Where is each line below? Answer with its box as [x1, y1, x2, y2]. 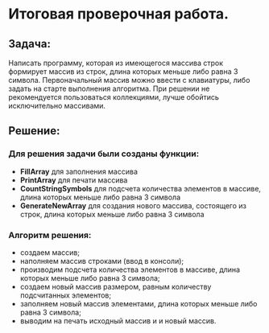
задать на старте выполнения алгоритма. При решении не [8, 84, 210, 93]
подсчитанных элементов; [19, 290, 111, 300]
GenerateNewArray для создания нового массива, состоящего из [19, 200, 247, 210]
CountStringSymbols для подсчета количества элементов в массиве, [19, 183, 262, 193]
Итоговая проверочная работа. [8, 5, 230, 23]
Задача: [8, 37, 51, 51]
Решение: [8, 124, 60, 138]
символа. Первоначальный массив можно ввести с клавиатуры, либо [8, 76, 250, 84]
